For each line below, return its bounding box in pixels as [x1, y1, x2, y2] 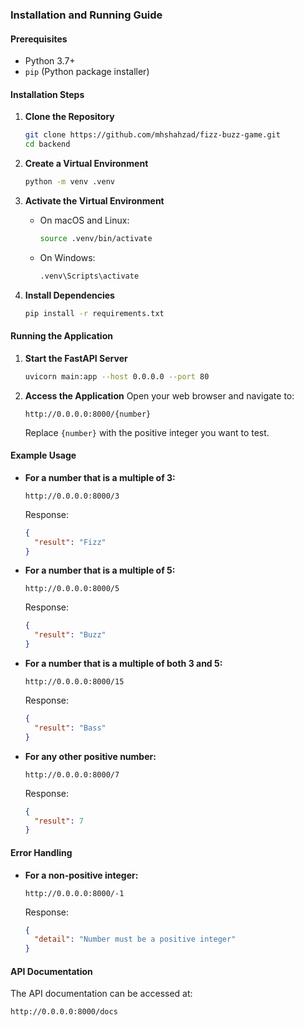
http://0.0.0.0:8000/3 [24, 491, 120, 501]
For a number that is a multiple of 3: [24, 471, 176, 483]
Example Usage [10, 449, 77, 462]
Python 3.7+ [24, 55, 76, 67]
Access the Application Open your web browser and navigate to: [24, 389, 295, 402]
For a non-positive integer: [24, 869, 139, 881]
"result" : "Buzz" [34, 630, 107, 640]
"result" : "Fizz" [34, 537, 107, 547]
